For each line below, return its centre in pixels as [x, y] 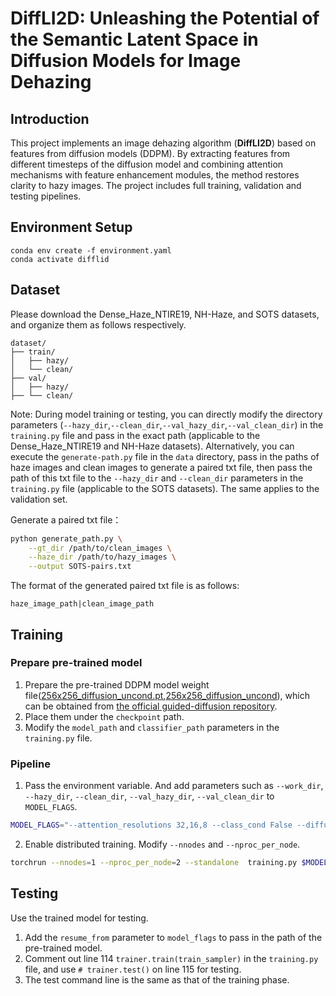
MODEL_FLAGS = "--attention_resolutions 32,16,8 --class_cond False [151, 825]
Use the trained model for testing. [79, 918]
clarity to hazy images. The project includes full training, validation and [156, 185]
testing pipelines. [46, 196]
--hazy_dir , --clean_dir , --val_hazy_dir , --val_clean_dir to [149, 796]
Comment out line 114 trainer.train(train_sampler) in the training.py [171, 958]
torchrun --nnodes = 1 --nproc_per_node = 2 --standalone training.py [154, 862]
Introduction [50, 118]
